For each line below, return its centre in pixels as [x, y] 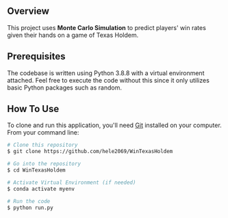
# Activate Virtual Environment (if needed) [72, 182]
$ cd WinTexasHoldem [37, 170]
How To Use [33, 109]
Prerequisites [36, 56]
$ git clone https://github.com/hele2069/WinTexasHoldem [90, 152]
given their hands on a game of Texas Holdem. [73, 35]
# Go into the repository [44, 164]
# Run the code [29, 201]
